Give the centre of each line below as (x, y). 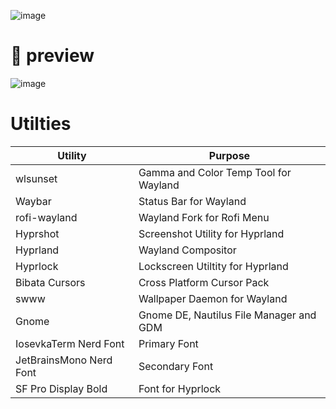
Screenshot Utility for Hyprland (211, 233)
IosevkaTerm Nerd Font (70, 343)
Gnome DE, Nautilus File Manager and (227, 315)
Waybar (33, 201)
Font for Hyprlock (180, 388)
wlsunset (36, 178)
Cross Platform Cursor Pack (204, 282)
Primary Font (168, 343)
